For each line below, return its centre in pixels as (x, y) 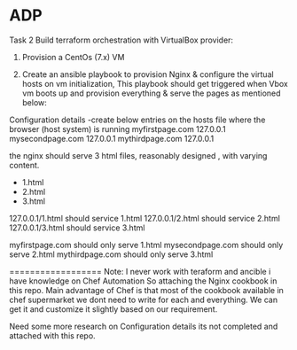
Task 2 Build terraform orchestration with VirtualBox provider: (121, 40)
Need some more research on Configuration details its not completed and (144, 326)
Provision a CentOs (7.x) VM (73, 57)
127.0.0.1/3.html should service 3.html (77, 228)
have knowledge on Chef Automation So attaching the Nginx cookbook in (143, 281)
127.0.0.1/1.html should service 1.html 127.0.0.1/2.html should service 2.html (145, 218)
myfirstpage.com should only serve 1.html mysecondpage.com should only (146, 245)
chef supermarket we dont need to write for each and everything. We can (143, 299)
